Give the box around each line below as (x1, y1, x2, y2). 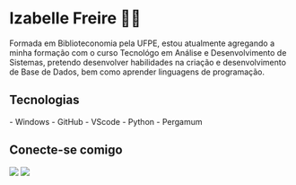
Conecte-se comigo (9, 143, 123, 158)
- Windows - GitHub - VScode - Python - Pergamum (9, 116, 203, 127)
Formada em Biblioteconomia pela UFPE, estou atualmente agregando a (9, 38, 275, 48)
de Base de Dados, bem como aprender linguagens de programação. (9, 66, 265, 77)
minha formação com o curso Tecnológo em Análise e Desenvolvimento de (9, 47, 287, 57)
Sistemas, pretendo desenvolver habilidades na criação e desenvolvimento (9, 57, 287, 67)
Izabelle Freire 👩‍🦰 (9, 8, 142, 29)
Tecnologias (9, 92, 80, 108)
